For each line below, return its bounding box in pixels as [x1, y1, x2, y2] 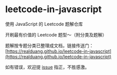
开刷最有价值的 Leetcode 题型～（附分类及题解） [5, 31, 107, 37]
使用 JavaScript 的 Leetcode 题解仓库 [5, 21, 83, 27]
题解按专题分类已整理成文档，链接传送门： [5, 42, 94, 49]
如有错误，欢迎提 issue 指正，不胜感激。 [5, 64, 90, 70]
